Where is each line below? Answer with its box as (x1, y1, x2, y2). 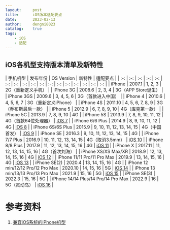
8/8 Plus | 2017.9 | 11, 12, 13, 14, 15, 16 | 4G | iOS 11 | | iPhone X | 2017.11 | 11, (5, 142, 161, 148)
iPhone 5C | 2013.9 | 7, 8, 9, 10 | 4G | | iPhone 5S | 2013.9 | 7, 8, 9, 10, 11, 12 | (5, 111, 164, 117)
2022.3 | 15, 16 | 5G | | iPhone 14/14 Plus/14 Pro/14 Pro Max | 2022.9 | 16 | (5, 176, 159, 182)
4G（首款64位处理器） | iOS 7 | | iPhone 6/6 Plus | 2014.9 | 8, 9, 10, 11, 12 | (5, 117, 160, 123)
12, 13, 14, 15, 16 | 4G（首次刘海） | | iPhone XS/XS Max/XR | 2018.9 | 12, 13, (5, 148, 163, 154)
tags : (5, 31, 17, 36)
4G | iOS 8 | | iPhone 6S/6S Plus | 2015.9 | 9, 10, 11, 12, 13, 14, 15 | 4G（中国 (5, 124, 161, 130)
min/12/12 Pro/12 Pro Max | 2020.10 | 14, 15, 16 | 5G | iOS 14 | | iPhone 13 (5, 165, 155, 171)
